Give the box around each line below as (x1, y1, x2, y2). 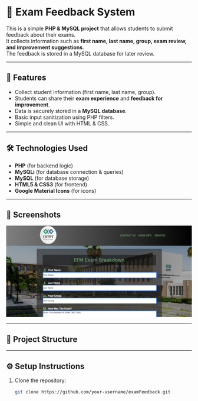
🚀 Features (6, 73, 47, 83)
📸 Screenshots (6, 209, 61, 219)
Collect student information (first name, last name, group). (14, 88, 156, 95)
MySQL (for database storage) (14, 174, 90, 182)
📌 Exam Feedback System (6, 5, 136, 19)
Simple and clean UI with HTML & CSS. (14, 119, 110, 127)
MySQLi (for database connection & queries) (14, 168, 124, 175)
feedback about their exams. (6, 31, 76, 38)
